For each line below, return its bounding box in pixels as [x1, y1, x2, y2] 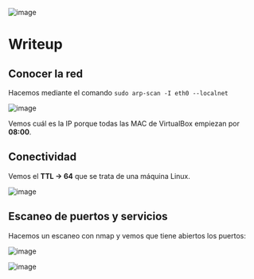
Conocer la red [8, 67, 84, 80]
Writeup [8, 36, 63, 53]
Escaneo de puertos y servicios [8, 210, 169, 223]
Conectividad [8, 150, 77, 164]
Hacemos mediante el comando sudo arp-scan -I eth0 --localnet [8, 88, 229, 97]
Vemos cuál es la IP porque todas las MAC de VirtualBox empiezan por [8, 119, 240, 128]
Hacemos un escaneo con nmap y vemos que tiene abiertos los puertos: [8, 231, 247, 240]
